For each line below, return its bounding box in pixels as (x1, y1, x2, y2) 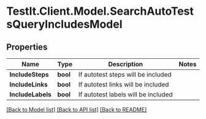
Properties (6, 42, 48, 52)
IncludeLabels (9, 90, 52, 99)
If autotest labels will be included (78, 90, 173, 99)
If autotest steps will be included (78, 71, 172, 79)
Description (108, 60, 143, 68)
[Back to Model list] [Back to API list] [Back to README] (6, 106, 147, 113)
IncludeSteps (9, 71, 49, 79)
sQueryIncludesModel (6, 17, 123, 31)
